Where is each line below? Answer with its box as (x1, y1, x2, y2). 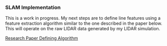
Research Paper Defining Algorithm (5, 35, 78, 41)
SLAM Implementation (5, 4, 61, 11)
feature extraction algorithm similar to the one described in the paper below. (5, 20, 162, 26)
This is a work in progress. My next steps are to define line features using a (5, 15, 161, 21)
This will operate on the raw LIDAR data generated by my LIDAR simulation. (5, 26, 160, 32)
